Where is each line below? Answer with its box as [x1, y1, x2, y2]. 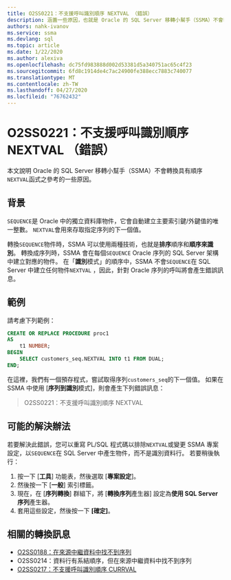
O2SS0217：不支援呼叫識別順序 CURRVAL [16, 566, 137, 574]
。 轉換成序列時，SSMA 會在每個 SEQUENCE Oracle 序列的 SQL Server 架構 [13, 249, 219, 257]
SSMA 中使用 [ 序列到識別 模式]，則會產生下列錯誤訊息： [7, 384, 165, 392]
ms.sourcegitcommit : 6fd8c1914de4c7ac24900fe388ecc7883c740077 [7, 68, 192, 74]
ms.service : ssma [7, 29, 57, 37]
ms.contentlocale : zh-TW [7, 81, 78, 87]
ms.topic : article [7, 42, 60, 49]
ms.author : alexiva [7, 55, 63, 62]
